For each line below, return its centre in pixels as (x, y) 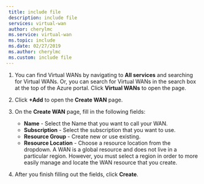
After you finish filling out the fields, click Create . (76, 174)
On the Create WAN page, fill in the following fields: (80, 111)
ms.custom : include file (40, 57)
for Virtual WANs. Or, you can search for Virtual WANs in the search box (105, 81)
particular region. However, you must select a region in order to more (111, 156)
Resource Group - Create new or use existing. (82, 136)
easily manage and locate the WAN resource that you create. (100, 162)
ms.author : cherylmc (35, 52)
